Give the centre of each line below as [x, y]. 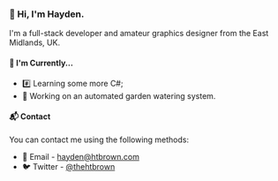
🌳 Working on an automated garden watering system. [119, 95]
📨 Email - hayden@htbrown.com [80, 156]
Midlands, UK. [34, 42]
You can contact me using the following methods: [99, 140]
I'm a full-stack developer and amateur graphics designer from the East [139, 34]
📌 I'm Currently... [41, 63]
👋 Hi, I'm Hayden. [47, 14]
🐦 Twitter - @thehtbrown [68, 166]
